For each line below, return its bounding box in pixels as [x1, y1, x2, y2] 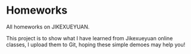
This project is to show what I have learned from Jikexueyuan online [6, 34, 173, 42]
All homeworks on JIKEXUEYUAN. [6, 23, 90, 30]
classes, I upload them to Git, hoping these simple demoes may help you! [6, 41, 186, 48]
